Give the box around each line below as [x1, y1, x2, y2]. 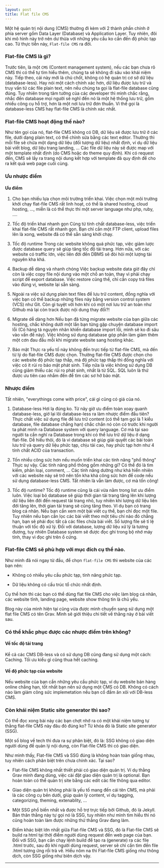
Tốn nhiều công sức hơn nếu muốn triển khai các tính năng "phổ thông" [12, 457, 157, 462]
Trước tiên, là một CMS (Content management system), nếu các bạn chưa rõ [5, 64, 155, 70]
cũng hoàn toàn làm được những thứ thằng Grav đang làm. [12, 817, 130, 823]
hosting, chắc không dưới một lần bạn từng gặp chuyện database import [12, 322, 158, 328]
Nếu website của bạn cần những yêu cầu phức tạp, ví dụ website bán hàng [5, 679, 156, 685]
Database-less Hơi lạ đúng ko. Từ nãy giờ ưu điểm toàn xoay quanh [12, 406, 147, 411]
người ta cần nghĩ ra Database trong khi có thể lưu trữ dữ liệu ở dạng [12, 432, 150, 437]
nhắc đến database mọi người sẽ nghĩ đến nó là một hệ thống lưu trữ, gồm [5, 95, 154, 101]
